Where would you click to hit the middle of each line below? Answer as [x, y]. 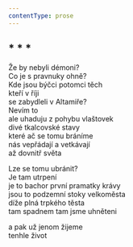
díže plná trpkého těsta [46, 203]
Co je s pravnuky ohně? [48, 76]
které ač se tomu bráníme [51, 136]
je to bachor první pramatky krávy [64, 186]
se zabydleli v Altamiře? [48, 102]
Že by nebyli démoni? [44, 68]
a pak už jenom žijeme [46, 227]
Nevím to [23, 110]
